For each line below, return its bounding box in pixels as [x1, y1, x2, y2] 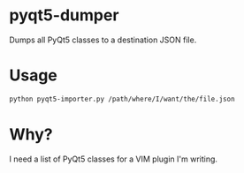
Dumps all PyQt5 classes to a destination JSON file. [9, 34, 197, 45]
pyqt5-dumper [9, 5, 119, 26]
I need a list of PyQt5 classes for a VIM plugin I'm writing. [9, 154, 218, 164]
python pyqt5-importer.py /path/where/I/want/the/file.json [9, 94, 236, 103]
